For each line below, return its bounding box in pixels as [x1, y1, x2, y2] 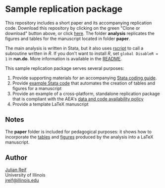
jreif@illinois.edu [5, 177, 39, 183]
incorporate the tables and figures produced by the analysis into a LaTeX [5, 134, 154, 140]
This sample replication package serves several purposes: [5, 65, 124, 71]
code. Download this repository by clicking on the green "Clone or [5, 25, 140, 31]
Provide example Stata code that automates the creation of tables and [12, 80, 155, 86]
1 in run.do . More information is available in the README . [5, 55, 122, 61]
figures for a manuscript [12, 85, 62, 91]
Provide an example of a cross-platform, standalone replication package [12, 91, 160, 96]
